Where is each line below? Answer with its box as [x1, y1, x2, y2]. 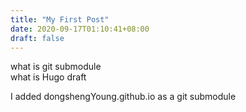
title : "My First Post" [10, 14, 110, 25]
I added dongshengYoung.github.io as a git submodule [10, 91, 237, 103]
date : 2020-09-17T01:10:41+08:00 [10, 24, 150, 34]
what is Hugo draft [10, 71, 87, 83]
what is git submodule [10, 61, 102, 73]
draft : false [10, 33, 65, 43]
